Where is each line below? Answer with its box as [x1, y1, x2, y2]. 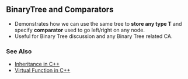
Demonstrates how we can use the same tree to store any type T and [14, 20, 182, 27]
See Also [6, 47, 32, 55]
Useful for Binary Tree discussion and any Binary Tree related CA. [14, 32, 173, 40]
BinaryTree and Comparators [6, 5, 114, 15]
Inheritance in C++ [14, 61, 60, 68]
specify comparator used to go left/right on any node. [14, 26, 145, 33]
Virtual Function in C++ [14, 67, 71, 74]
